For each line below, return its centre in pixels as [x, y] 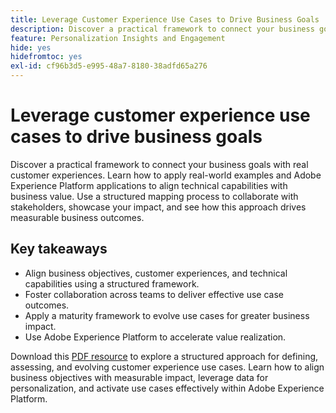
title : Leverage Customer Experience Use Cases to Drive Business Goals [165, 19]
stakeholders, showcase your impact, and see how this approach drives [158, 207]
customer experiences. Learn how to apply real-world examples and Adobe [166, 175]
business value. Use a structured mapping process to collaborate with [154, 196]
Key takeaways [59, 249]
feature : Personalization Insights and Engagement [118, 38]
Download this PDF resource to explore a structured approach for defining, [164, 356]
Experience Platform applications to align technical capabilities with [149, 185]
